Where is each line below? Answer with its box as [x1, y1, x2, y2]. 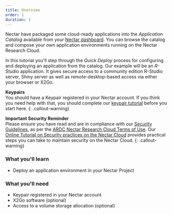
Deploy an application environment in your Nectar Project [12, 167, 135, 173]
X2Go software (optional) [12, 197, 67, 203]
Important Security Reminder [5, 115, 69, 122]
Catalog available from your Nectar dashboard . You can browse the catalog [5, 36, 165, 43]
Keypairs [5, 89, 25, 95]
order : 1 [5, 12, 24, 17]
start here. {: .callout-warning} [5, 106, 69, 112]
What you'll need [5, 180, 49, 187]
